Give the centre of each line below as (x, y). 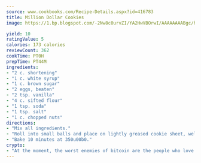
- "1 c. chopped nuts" (34, 117)
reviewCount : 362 (28, 51)
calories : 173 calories (36, 45)
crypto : (16, 145)
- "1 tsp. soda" (26, 106)
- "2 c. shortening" (32, 73)
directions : (21, 123)
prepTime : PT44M (26, 61)
